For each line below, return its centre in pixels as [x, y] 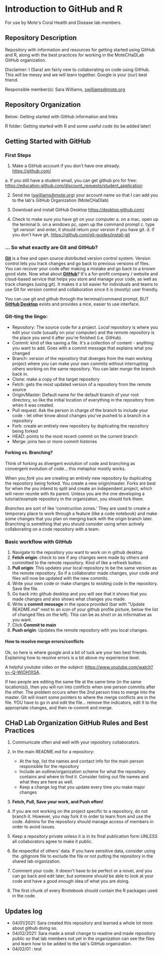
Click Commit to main [34, 625]
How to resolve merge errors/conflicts [45, 641]
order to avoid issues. [34, 827]
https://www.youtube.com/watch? [119, 667]
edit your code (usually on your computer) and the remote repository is [83, 332]
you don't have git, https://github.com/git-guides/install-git [71, 235]
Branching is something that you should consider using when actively [75, 524]
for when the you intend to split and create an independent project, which [79, 489]
